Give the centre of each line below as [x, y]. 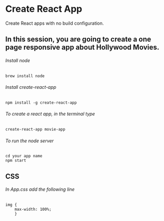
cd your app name [24, 156]
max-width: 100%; [33, 209]
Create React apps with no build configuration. [55, 23]
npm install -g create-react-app [41, 103]
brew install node [25, 76]
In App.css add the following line [40, 189]
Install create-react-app [31, 87]
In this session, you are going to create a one [78, 39]
